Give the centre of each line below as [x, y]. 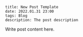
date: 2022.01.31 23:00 [30, 11]
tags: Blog [16, 16]
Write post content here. [30, 29]
